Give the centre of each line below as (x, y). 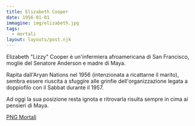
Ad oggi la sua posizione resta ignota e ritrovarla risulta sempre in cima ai (97, 99)
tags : (13, 28)
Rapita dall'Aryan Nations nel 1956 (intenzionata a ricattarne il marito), (93, 75)
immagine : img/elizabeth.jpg (43, 23)
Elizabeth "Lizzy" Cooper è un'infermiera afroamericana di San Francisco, (98, 57)
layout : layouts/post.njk (39, 40)
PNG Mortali (21, 117)
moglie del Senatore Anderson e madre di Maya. (66, 63)
